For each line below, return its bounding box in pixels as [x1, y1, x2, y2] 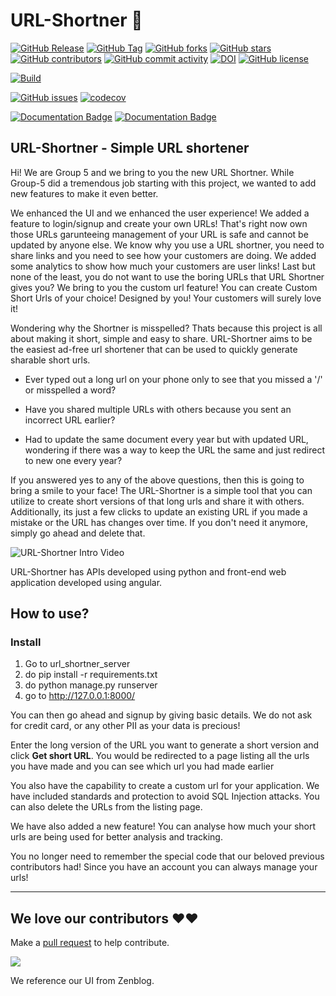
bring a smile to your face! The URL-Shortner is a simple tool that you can [10, 484, 313, 496]
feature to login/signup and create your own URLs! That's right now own [10, 217, 308, 229]
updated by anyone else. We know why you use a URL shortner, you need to [10, 239, 325, 251]
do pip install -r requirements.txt [24, 669, 158, 681]
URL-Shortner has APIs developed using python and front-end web [10, 565, 287, 578]
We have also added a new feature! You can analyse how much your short [10, 820, 317, 833]
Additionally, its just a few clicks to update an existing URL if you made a [10, 505, 308, 518]
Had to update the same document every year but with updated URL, [24, 433, 309, 445]
